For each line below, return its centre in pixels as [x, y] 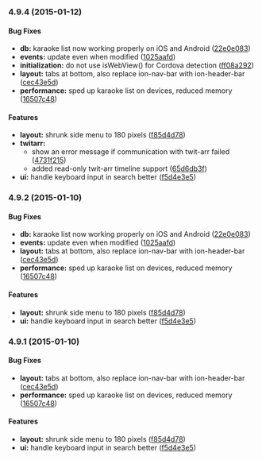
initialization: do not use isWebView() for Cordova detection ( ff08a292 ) [137, 65]
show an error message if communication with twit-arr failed [131, 152]
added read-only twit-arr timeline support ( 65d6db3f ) [119, 168]
